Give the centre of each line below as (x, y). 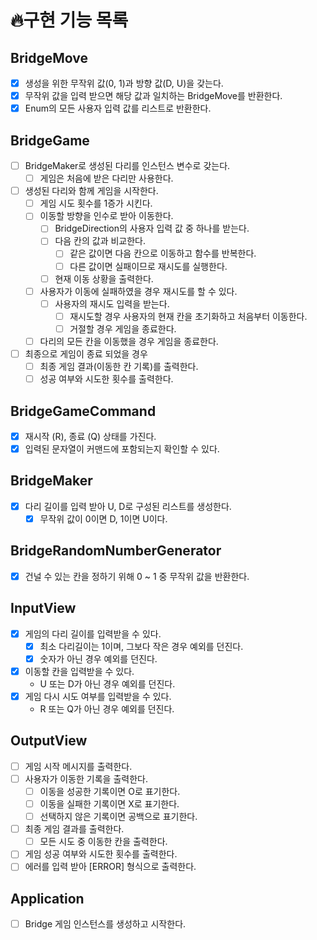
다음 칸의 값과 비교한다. (100, 241)
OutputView (49, 741)
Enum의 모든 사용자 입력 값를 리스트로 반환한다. (118, 108)
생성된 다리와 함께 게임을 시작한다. (91, 191)
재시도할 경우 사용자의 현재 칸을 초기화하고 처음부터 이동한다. (188, 316)
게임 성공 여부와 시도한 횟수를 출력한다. (101, 854)
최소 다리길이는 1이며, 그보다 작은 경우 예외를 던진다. (141, 646)
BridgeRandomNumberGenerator (116, 551)
